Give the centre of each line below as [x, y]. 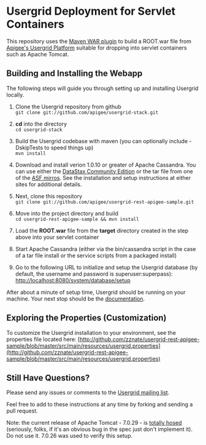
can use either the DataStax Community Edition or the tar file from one [104, 171]
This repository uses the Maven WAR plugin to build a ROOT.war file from [99, 41]
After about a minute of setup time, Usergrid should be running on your [96, 292]
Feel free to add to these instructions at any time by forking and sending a [100, 405]
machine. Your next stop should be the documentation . [76, 299]
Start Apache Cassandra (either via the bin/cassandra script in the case [105, 249]
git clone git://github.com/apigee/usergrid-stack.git [87, 112]
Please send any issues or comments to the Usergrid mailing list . [88, 392]
